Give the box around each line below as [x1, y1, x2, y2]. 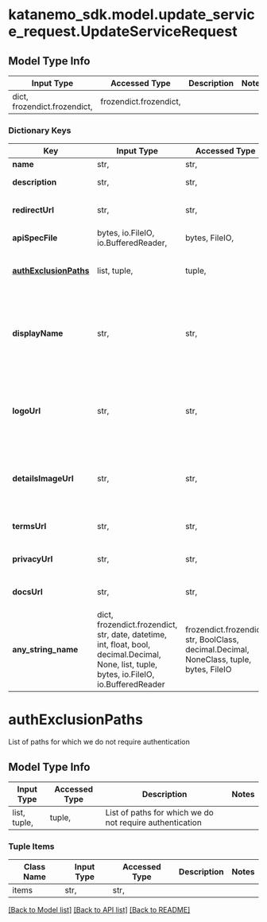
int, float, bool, [96, 639, 151, 650]
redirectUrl [12, 204, 54, 216]
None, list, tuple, [96, 659, 157, 670]
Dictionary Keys [8, 125, 72, 136]
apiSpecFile [12, 232, 58, 243]
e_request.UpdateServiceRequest [8, 22, 238, 41]
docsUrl [12, 586, 44, 597]
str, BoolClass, [185, 634, 239, 645]
